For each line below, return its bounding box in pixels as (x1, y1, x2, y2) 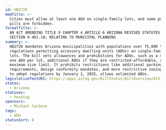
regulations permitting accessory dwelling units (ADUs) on (9, 48, 136, 53)
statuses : (5, 90, 26, 95)
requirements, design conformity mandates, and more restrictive (9, 67, 147, 72)
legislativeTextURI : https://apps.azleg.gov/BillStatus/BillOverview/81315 (5, 76, 165, 81)
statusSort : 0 (5, 117, 35, 123)
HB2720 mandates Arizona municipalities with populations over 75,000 (9, 44, 158, 49)
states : (5, 81, 21, 86)
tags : (5, 108, 16, 114)
